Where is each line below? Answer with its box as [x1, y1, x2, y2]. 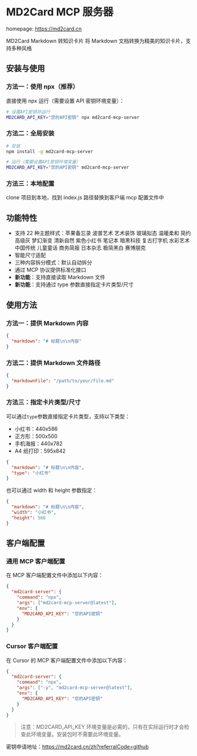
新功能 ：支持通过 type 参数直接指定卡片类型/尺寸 [14, 281, 134, 288]
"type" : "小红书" [11, 470, 51, 476]
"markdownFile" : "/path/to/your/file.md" [11, 377, 115, 384]
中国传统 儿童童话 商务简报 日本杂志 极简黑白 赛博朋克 [14, 245, 146, 252]
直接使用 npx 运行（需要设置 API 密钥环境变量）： [6, 97, 125, 104]
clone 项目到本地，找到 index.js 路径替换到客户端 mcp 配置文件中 [6, 194, 165, 201]
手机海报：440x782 [14, 440, 63, 447]
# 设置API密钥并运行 [6, 109, 51, 115]
